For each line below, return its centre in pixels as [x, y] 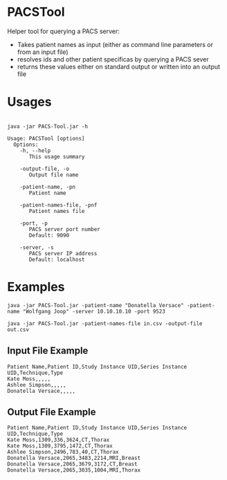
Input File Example [48, 351]
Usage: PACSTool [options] [46, 138]
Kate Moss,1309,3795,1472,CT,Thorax [60, 446]
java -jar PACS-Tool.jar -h [48, 126]
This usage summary [57, 156]
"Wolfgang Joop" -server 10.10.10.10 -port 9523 [94, 311]
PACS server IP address [63, 253]
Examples [36, 287]
